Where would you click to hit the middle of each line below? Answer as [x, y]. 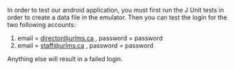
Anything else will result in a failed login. [65, 59]
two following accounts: [42, 25]
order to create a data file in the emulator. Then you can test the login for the [117, 17]
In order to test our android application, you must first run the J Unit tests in [116, 10]
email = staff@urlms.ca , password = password [85, 45]
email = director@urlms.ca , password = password [90, 38]
